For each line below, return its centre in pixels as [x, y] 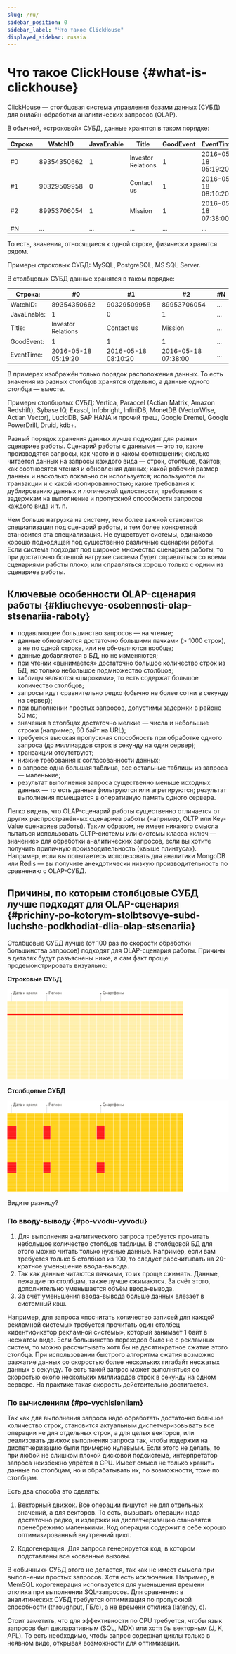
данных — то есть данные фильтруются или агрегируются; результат [122, 790]
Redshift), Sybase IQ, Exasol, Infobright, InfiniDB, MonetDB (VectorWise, [112, 410]
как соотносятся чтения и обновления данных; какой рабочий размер [113, 469]
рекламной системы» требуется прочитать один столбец [94, 1325]
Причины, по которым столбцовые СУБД [103, 893]
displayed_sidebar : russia [47, 37]
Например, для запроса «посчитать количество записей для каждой [111, 1317]
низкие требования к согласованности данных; [89, 761]
